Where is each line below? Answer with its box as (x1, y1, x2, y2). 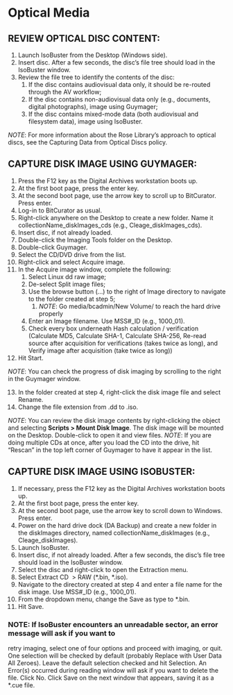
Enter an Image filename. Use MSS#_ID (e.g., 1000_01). (28, 317, 186, 325)
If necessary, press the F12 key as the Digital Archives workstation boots (17, 484, 225, 492)
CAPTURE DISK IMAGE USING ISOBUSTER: (8, 466, 196, 478)
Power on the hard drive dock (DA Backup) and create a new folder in (17, 521, 217, 529)
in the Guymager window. (8, 374, 81, 383)
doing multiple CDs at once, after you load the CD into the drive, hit (8, 438, 200, 446)
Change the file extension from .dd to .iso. (17, 403, 139, 411)
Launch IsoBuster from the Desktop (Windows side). (17, 51, 168, 59)
